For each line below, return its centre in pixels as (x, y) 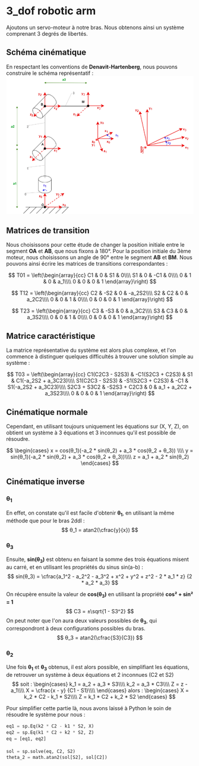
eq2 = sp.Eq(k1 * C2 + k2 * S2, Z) (50, 732)
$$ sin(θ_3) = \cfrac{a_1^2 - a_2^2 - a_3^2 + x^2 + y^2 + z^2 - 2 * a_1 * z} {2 (100, 576)
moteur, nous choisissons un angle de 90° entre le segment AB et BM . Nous (99, 257)
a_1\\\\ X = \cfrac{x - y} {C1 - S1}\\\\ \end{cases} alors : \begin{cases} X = (100, 691)
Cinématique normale (47, 412)
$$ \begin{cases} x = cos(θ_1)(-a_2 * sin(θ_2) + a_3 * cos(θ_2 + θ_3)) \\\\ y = (100, 450)
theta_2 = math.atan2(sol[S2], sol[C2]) (57, 758)
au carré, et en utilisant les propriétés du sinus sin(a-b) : (75, 567)
